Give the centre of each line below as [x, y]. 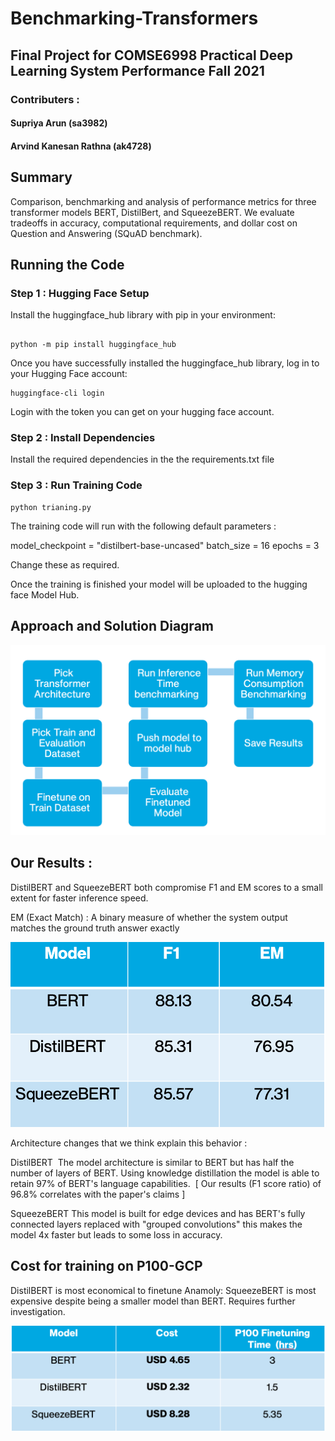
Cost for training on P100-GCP [106, 1266]
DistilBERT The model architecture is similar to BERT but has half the [152, 1162]
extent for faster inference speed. [79, 898]
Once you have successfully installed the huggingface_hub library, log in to [165, 363]
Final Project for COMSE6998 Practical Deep [151, 55]
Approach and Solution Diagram [112, 626]
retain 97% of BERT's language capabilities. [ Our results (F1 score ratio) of [166, 1183]
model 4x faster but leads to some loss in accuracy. [116, 1234]
